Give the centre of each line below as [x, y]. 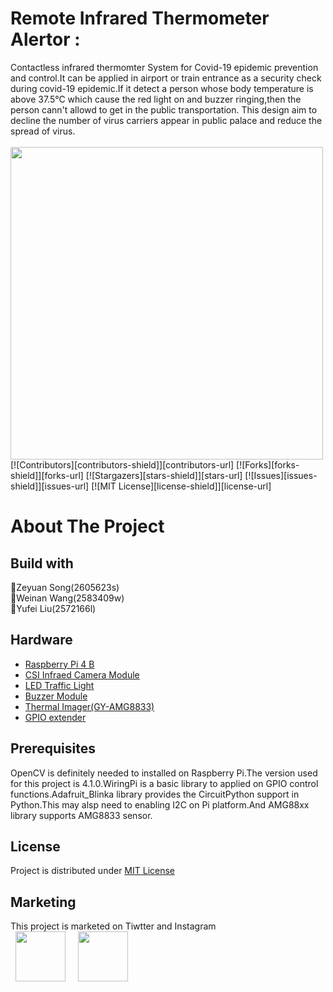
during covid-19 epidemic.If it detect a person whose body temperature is [162, 88]
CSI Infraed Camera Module [82, 674]
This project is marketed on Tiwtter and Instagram [113, 926]
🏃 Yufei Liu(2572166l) [53, 608]
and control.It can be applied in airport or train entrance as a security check [166, 78]
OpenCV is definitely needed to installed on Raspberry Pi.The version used [164, 773]
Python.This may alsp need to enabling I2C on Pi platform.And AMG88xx [160, 804]
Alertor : [45, 39]
